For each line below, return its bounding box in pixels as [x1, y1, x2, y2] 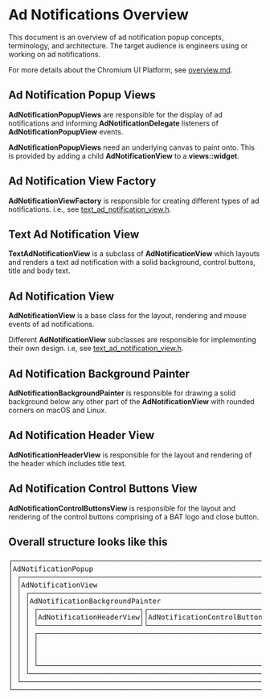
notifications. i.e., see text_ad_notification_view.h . [8, 204, 171, 214]
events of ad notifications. [8, 320, 95, 329]
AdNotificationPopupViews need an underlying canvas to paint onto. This [8, 143, 256, 152]
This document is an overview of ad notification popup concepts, [8, 32, 224, 42]
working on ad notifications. [8, 49, 101, 59]
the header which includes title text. [8, 458, 127, 468]
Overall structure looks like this [8, 536, 168, 549]
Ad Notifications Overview [8, 6, 189, 24]
